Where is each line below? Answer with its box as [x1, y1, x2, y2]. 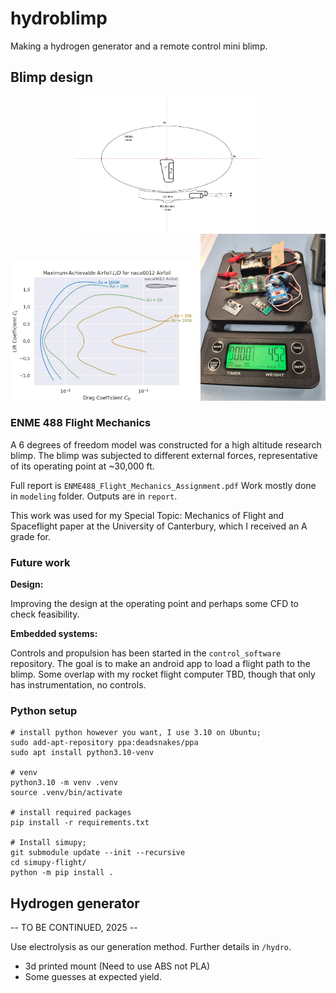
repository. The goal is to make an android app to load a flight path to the [10, 658, 311, 670]
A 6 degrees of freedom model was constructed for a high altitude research [10, 438, 322, 451]
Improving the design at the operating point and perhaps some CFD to [10, 598, 300, 610]
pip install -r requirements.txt [10, 818, 150, 828]
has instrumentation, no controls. [10, 679, 147, 691]
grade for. [10, 530, 51, 542]
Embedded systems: [10, 628, 98, 640]
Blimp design [10, 69, 94, 86]
